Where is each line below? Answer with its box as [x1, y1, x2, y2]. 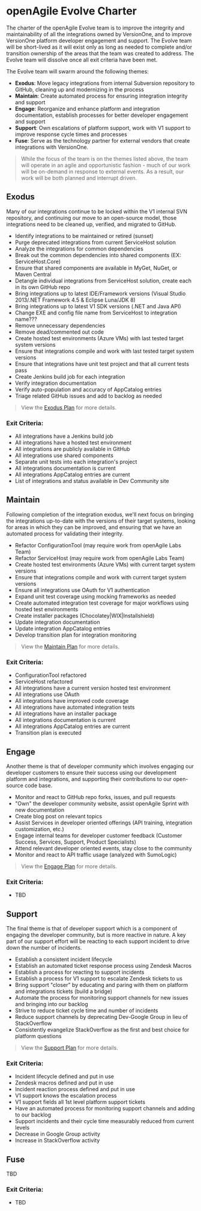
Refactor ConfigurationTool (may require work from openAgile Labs [14, 541, 182, 549]
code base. [25, 782, 53, 789]
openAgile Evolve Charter [6, 4, 137, 18]
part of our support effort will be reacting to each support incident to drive [6, 938, 190, 945]
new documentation [14, 806, 65, 814]
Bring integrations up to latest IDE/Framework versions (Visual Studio [14, 290, 186, 297]
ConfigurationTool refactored [14, 671, 87, 679]
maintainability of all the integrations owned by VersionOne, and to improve [6, 30, 192, 37]
